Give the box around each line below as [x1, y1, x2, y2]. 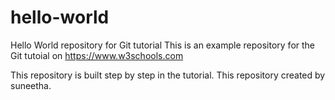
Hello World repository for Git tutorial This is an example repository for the [10, 39, 316, 51]
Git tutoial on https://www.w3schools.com [10, 49, 184, 61]
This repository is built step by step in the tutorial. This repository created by [10, 69, 326, 81]
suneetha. [10, 79, 52, 91]
